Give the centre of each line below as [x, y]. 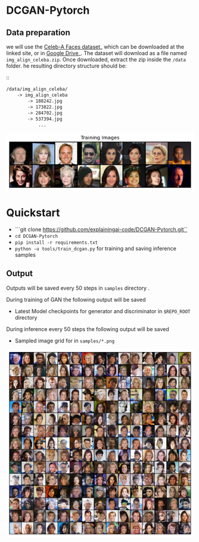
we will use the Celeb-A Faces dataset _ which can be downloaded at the [95, 47]
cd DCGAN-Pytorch [36, 237]
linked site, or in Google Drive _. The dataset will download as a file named [97, 53]
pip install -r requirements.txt [56, 243]
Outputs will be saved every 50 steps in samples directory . [78, 288]
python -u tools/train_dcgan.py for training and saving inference [96, 249]
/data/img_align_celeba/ [37, 89]
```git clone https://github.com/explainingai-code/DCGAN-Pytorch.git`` [101, 229]
